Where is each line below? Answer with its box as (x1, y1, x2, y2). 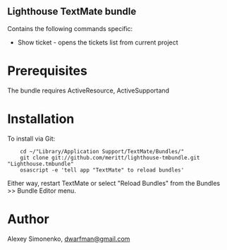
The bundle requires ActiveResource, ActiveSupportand (7, 86, 170, 95)
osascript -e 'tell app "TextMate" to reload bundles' (20, 166, 185, 174)
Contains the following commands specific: (7, 24, 133, 32)
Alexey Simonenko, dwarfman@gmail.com (7, 234, 130, 243)
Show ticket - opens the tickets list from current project (17, 38, 178, 47)
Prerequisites (7, 63, 88, 78)
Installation (7, 111, 75, 126)
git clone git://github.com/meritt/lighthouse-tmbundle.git (20, 154, 200, 161)
